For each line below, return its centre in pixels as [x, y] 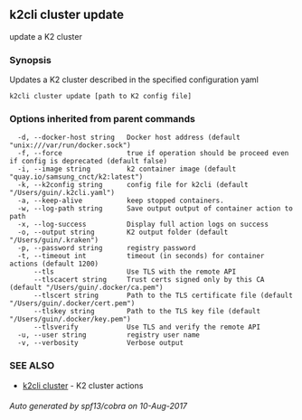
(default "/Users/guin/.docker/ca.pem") [87, 288]
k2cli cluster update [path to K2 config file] [101, 97]
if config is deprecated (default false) [89, 162]
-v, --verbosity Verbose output [100, 343]
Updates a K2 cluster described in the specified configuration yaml [134, 79]
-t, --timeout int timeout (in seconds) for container [141, 257]
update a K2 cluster [46, 36]
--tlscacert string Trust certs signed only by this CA [149, 280]
